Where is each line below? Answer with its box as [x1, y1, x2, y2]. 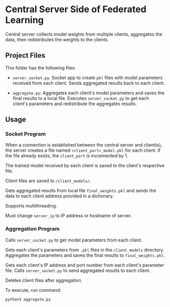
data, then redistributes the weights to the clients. [5, 37, 109, 43]
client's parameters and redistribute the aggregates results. [12, 100, 137, 107]
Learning [5, 14, 44, 26]
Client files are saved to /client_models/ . [5, 178, 91, 184]
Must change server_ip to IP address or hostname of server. [5, 213, 132, 219]
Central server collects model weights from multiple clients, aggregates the [5, 31, 162, 37]
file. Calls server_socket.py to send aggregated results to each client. [5, 267, 151, 274]
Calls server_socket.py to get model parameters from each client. [5, 237, 143, 243]
